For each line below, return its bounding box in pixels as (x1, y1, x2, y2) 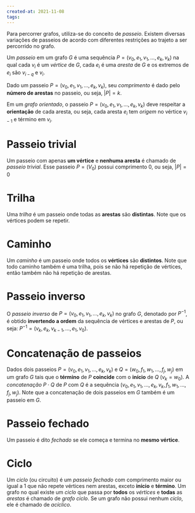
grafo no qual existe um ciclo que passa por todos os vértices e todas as (6, 488, 183, 495)
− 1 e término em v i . (6, 116, 53, 125)
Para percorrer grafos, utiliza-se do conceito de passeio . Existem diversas (6, 30, 186, 37)
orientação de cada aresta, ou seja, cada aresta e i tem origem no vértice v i (6, 108, 187, 117)
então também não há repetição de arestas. (6, 269, 112, 276)
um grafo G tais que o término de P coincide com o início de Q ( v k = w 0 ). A (6, 374, 189, 382)
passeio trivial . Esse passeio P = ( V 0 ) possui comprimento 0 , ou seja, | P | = (6, 163, 187, 171)
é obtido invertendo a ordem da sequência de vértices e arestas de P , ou (6, 318, 183, 325)
